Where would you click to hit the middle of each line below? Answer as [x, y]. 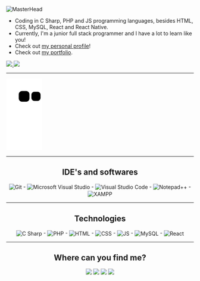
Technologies [100, 218]
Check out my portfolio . [44, 52]
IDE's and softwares [100, 172]
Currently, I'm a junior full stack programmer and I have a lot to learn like [103, 33]
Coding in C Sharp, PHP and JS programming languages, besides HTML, [104, 21]
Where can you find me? [100, 258]
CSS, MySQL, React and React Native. [61, 27]
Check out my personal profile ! [53, 46]
